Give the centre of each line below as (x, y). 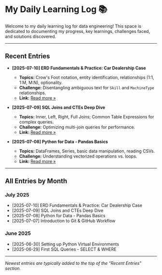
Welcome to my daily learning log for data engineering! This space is (73, 26)
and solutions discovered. (31, 36)
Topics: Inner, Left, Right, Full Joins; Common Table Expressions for (87, 116)
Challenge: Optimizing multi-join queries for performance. (77, 127)
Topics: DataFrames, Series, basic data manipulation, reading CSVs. (87, 151)
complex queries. (36, 122)
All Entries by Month (36, 181)
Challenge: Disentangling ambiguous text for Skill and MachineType (87, 87)
